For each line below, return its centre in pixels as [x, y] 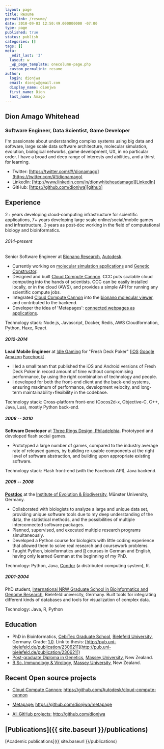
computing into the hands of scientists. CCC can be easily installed [80, 282]
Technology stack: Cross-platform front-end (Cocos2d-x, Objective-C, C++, [82, 402]
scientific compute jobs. [37, 292]
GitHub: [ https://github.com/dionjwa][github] [57, 187]
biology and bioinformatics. [33, 230]
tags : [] [14, 46]
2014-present [19, 241]
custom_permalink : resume [36, 69]
